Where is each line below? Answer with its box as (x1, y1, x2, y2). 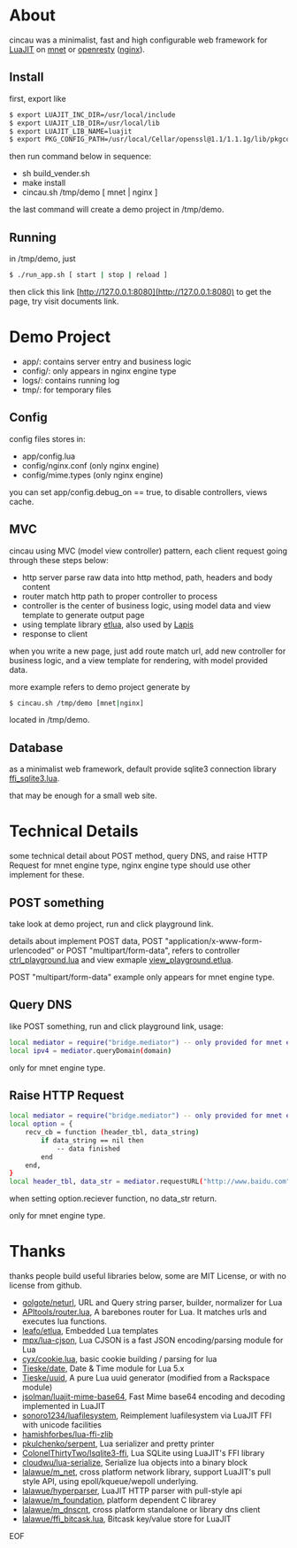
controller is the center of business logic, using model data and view (21, 600, 271, 611)
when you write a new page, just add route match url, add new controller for (9, 646, 286, 656)
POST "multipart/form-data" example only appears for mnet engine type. (9, 971, 275, 982)
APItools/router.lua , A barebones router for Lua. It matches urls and (21, 1307, 267, 1318)
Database (9, 740, 64, 755)
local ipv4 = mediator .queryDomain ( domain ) (9, 1046, 172, 1055)
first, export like (9, 93, 66, 104)
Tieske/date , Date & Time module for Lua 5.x (21, 1363, 185, 1374)
